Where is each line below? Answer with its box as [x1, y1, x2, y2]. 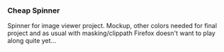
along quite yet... [7, 37, 57, 45]
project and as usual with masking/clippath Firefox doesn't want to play [7, 29, 216, 37]
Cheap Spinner [7, 6, 60, 15]
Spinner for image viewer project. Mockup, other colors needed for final [7, 22, 218, 30]
